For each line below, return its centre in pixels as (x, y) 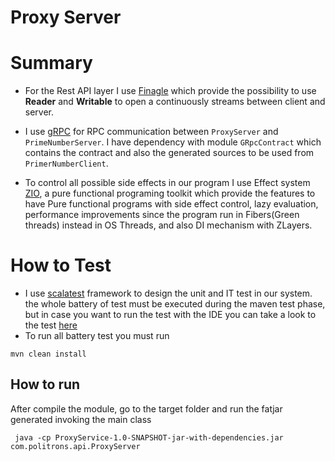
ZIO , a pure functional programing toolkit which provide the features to (170, 193)
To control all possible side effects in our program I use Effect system (167, 183)
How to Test (61, 265)
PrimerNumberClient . (66, 163)
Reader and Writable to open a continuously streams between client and (175, 102)
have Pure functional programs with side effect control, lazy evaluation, (171, 204)
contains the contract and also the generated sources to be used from (169, 153)
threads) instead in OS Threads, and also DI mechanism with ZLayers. (168, 225)
